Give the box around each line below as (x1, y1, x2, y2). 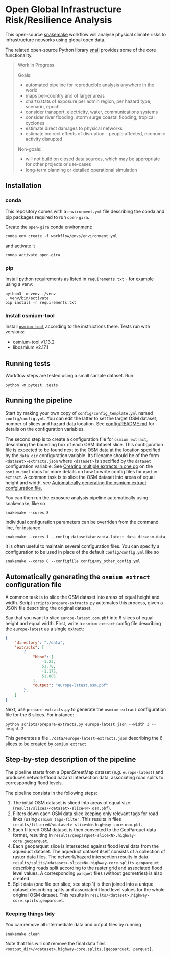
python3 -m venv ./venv (5, 291, 56, 296)
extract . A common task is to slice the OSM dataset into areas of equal (5, 474, 155, 480)
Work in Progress (17, 62, 55, 68)
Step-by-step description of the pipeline (5, 755, 136, 764)
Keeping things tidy (5, 910, 55, 917)
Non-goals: (17, 146, 42, 152)
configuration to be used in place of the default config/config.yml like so (5, 548, 159, 555)
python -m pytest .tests (5, 382, 58, 388)
